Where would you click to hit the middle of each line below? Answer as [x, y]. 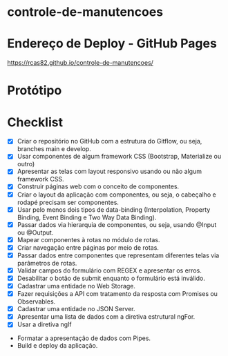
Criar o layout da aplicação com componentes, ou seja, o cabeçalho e [116, 195]
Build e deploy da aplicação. [57, 346]
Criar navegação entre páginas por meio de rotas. [88, 247]
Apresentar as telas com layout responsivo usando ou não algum [110, 171]
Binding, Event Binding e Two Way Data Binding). [87, 217]
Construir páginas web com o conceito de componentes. [98, 186]
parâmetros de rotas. [47, 263]
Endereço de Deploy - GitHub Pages [112, 44]
